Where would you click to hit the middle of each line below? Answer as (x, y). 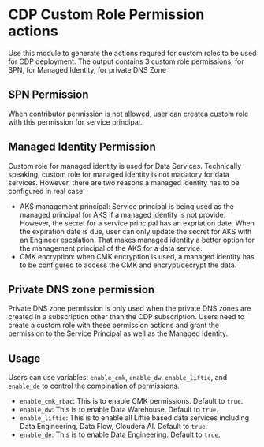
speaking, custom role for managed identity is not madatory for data (119, 174)
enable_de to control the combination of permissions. (94, 386)
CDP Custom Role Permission (106, 15)
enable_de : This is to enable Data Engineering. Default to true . (120, 434)
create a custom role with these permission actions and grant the (113, 326)
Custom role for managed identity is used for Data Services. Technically (125, 166)
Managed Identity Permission (82, 147)
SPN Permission (48, 95)
